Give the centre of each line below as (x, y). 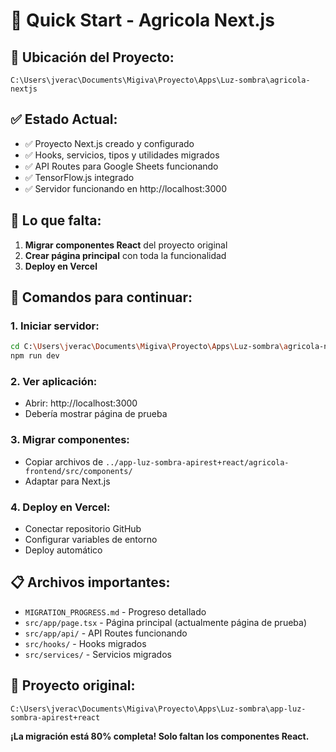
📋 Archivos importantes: (90, 582)
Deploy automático (63, 550)
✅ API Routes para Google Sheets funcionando (121, 166)
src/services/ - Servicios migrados (98, 654)
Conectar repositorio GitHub (83, 528)
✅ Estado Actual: (64, 119)
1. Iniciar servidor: (55, 326)
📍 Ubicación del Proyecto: (92, 57)
